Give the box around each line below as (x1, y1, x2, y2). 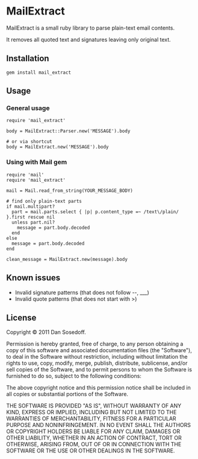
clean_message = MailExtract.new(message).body (6, 256, 128, 262)
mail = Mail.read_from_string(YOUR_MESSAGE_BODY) (6, 187, 134, 194)
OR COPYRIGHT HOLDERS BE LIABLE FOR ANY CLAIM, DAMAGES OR (6, 428, 181, 435)
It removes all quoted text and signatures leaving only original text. (6, 36, 172, 43)
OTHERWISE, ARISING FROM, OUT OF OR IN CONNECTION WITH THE (6, 441, 182, 448)
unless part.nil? (11, 219, 55, 225)
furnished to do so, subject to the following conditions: (6, 373, 141, 380)
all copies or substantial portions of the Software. (6, 391, 128, 398)
